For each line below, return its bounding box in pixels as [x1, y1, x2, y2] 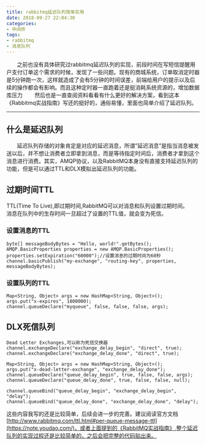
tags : [6, 32, 20, 38]
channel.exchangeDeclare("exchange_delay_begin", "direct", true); [6, 344, 183, 351]
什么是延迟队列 [6, 124, 63, 135]
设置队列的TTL [6, 278, 50, 287]
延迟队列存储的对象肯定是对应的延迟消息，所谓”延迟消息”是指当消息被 [17, 142, 194, 149]
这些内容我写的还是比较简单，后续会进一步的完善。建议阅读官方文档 [6, 410, 178, 417]
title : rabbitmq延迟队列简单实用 [6, 9, 85, 15]
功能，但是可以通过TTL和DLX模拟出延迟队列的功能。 [6, 165, 140, 172]
